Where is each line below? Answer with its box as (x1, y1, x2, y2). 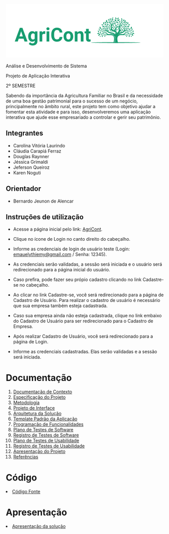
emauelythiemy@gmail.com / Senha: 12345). (13, 251, 107, 258)
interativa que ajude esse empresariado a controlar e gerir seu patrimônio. (6, 114, 161, 120)
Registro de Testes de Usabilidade (13, 443, 85, 449)
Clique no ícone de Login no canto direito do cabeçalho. (13, 236, 131, 242)
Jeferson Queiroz (13, 164, 50, 170)
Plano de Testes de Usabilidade (13, 438, 79, 444)
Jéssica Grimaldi (13, 159, 48, 165)
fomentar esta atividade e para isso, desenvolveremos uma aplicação (6, 109, 151, 115)
